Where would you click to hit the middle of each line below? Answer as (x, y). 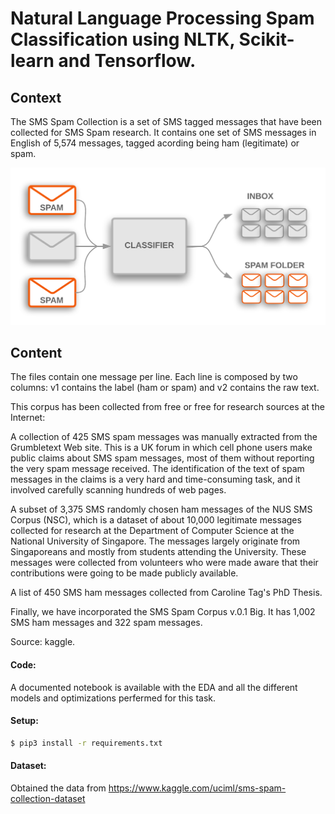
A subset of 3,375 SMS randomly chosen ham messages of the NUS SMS (161, 509)
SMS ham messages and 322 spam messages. (106, 623)
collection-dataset (48, 798)
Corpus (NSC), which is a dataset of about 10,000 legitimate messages (156, 520)
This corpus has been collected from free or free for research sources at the (167, 407)
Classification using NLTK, (122, 39)
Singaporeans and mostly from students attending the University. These (158, 552)
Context (36, 97)
